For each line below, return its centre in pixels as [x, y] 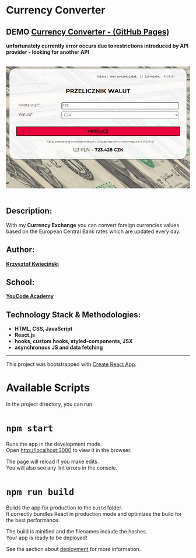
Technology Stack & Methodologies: [73, 315]
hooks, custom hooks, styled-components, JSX [73, 341]
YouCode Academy [30, 296]
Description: [29, 211]
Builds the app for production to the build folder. [64, 508]
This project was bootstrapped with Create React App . [71, 364]
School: [20, 282]
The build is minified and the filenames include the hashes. [77, 532]
